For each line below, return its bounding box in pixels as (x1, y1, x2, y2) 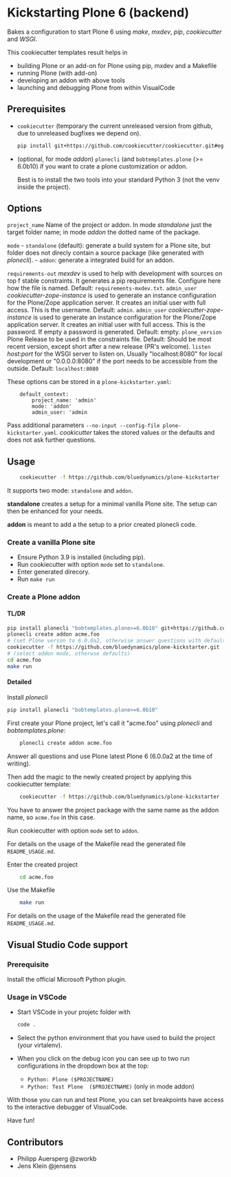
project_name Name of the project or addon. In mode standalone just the (7, 221, 212, 229)
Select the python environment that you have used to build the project (16, 1034, 215, 1042)
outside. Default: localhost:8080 (7, 365, 99, 373)
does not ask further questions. (7, 435, 96, 444)
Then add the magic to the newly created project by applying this (7, 773, 192, 781)
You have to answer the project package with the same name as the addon (7, 806, 219, 814)
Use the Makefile (7, 886, 56, 894)
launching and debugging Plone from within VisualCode (16, 83, 175, 91)
